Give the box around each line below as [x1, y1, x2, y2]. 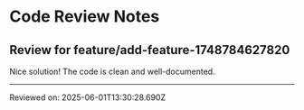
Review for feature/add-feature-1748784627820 [9, 42, 290, 58]
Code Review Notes [9, 6, 160, 27]
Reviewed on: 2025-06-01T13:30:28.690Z [9, 92, 166, 103]
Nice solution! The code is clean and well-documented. [9, 66, 215, 77]
